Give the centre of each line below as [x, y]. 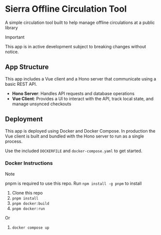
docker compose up [31, 228]
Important [15, 37]
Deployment [24, 119]
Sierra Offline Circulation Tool [66, 9]
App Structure [27, 67]
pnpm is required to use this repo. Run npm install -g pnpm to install [73, 183]
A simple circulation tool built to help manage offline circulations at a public [80, 22]
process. [14, 141]
